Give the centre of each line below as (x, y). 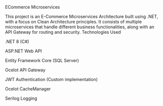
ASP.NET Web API (24, 51)
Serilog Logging (21, 98)
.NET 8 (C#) (17, 42)
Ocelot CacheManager (28, 89)
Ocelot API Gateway (25, 70)
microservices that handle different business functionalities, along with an (80, 27)
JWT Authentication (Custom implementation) (52, 79)
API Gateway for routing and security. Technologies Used (63, 32)
